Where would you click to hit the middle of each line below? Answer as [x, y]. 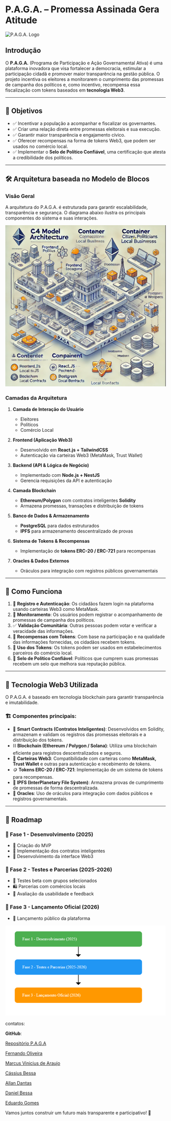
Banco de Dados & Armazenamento [51, 516]
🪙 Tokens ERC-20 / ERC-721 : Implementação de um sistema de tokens [88, 770]
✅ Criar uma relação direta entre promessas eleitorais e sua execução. [87, 129]
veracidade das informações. [43, 631]
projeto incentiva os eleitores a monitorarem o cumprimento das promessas [84, 79]
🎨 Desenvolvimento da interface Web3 [53, 856]
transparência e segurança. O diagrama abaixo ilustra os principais [76, 213]
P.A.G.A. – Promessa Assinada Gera [82, 9]
